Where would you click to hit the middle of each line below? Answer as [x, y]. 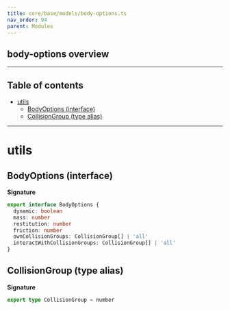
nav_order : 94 [27, 20]
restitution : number [42, 224]
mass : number [32, 217]
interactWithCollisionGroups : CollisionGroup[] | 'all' [94, 243]
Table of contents [45, 85]
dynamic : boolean [38, 211]
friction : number [38, 230]
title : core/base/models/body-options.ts [67, 13]
